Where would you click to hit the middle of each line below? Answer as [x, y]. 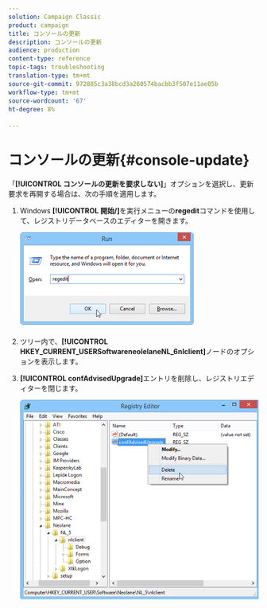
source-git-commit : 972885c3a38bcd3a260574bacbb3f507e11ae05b [113, 84]
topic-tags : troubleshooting [56, 68]
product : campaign [39, 25]
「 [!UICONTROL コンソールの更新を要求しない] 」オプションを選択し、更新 [131, 184]
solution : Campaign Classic [55, 17]
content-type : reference [49, 59]
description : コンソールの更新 [55, 42]
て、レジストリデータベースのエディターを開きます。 [106, 221]
